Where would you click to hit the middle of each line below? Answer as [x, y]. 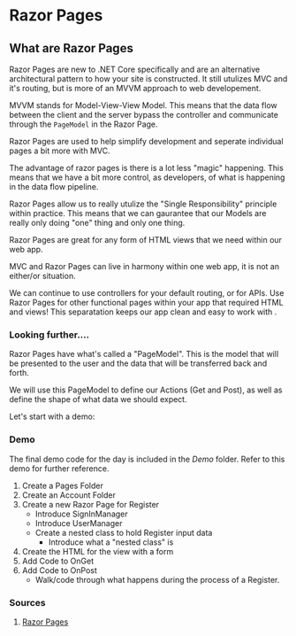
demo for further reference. [59, 468]
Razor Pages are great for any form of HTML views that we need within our [146, 240]
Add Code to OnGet [58, 561]
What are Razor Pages [72, 48]
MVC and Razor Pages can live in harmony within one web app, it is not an [144, 266]
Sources [27, 602]
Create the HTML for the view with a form [98, 551]
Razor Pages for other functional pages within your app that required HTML [147, 302]
